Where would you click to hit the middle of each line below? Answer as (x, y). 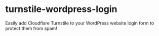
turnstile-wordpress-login (61, 9)
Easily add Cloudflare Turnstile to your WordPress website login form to (80, 23)
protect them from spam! (31, 28)
